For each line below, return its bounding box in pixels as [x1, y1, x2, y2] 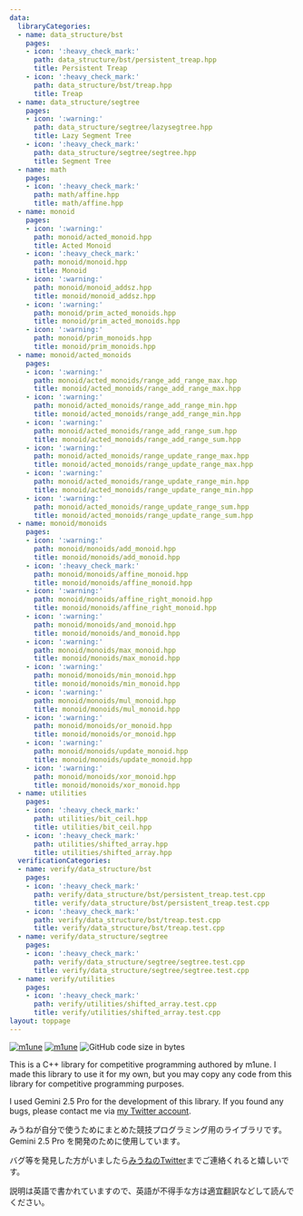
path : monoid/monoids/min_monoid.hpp [33, 671, 177, 680]
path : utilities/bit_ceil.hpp [33, 814, 148, 823]
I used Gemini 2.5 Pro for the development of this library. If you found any [9, 1095, 284, 1106]
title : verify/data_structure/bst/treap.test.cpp [33, 924, 225, 933]
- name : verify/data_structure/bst [17, 865, 152, 874]
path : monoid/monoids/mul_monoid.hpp [33, 696, 177, 705]
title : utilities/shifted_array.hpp [33, 848, 172, 857]
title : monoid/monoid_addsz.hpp [33, 291, 156, 300]
